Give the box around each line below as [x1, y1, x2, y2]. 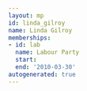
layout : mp [8, 11, 44, 20]
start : [15, 56, 37, 64]
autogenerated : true [8, 70, 77, 78]
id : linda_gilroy [8, 19, 66, 27]
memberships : [8, 33, 51, 42]
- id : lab [8, 41, 41, 49]
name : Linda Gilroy [8, 26, 73, 34]
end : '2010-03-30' [15, 63, 77, 71]
